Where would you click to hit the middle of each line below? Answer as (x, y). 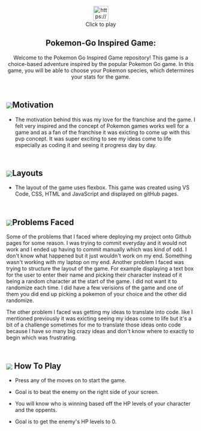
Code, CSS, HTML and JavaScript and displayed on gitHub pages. (97, 194)
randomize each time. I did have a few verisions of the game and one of (95, 288)
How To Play (38, 366)
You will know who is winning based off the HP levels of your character (103, 404)
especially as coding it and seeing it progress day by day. (86, 145)
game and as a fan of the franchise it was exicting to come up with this (102, 132)
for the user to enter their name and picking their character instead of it (94, 275)
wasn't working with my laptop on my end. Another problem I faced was (95, 262)
